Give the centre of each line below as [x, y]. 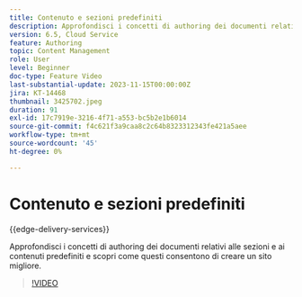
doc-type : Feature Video [56, 76]
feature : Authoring [46, 43]
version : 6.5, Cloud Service [64, 34]
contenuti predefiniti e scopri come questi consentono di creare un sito [141, 256]
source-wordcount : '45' [54, 143]
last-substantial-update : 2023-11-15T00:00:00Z [100, 85]
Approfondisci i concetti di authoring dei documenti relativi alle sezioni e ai [147, 246]
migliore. [26, 265]
